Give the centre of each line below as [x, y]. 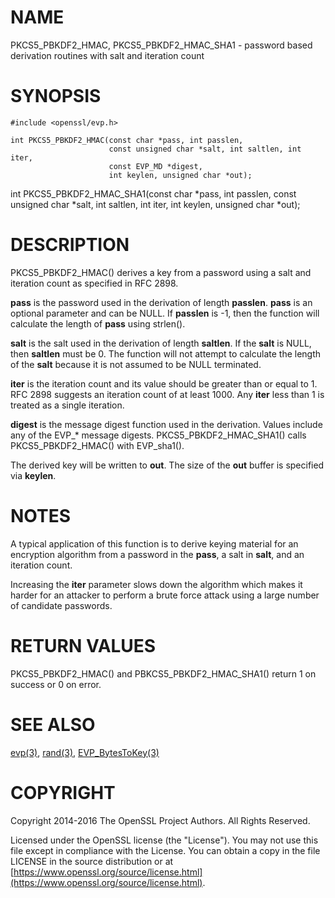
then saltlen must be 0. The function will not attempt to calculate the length [166, 353]
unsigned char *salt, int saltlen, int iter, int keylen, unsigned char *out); [155, 204]
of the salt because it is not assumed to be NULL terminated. [136, 364]
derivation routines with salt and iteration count [107, 55]
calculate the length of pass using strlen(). [98, 323]
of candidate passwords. [61, 605]
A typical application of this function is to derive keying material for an [154, 543]
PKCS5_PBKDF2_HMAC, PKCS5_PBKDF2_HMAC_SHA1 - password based [161, 45]
